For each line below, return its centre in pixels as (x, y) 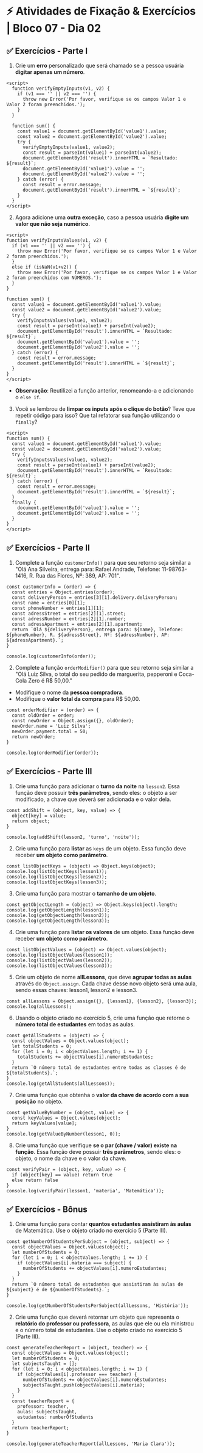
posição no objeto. (39, 1101)
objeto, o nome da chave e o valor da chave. (71, 1158)
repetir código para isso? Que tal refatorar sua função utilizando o (98, 415)
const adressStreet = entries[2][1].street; (69, 614)
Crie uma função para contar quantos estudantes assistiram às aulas (103, 1224)
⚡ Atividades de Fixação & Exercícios (101, 11)
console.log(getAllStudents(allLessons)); (61, 1084)
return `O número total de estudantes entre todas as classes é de (99, 1067)
